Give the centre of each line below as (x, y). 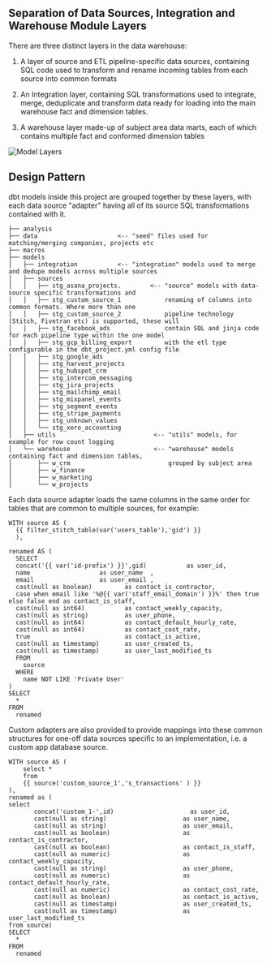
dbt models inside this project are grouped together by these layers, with (130, 196)
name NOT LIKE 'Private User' (74, 679)
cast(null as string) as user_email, (133, 826)
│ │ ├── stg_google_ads (56, 356)
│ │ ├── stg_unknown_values (63, 420)
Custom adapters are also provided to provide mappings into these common (136, 729)
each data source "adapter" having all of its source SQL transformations (129, 205)
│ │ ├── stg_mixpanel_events (65, 399)
